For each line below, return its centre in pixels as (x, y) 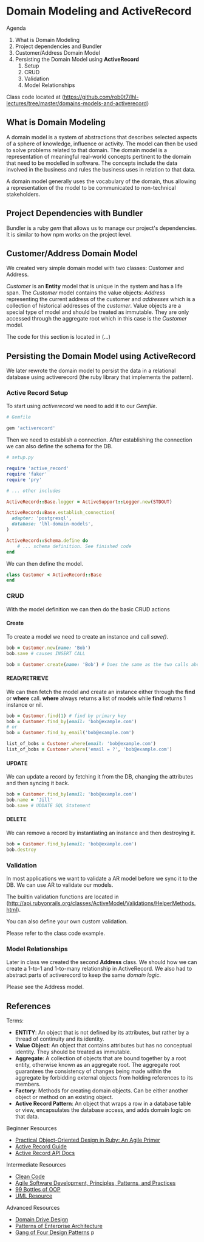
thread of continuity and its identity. (59, 1039)
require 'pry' (24, 480)
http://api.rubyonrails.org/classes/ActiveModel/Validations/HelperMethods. (102, 903)
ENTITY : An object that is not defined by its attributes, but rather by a (102, 1033)
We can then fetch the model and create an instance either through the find (101, 692)
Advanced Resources (33, 1208)
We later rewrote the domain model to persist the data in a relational (91, 371)
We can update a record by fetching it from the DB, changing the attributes (100, 777)
